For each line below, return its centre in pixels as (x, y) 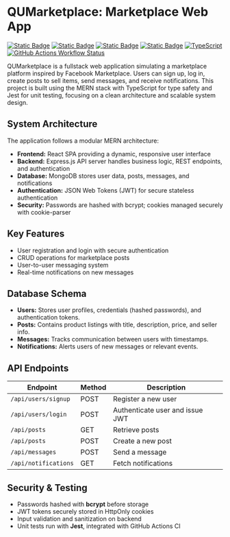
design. (18, 102)
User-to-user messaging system (63, 265)
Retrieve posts (136, 430)
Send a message (140, 452)
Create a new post (142, 441)
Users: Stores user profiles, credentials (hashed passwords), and (109, 310)
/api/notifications (42, 463)
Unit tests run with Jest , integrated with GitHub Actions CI (99, 526)
